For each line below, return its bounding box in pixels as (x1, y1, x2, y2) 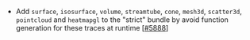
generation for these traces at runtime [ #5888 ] (15, 24, 169, 32)
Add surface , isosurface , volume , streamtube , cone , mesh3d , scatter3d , (15, 7, 242, 16)
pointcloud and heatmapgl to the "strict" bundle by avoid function (15, 15, 229, 24)
